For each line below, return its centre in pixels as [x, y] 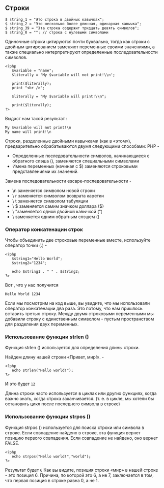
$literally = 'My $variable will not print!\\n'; [63, 75]
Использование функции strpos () [48, 417]
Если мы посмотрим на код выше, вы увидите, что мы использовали [78, 303]
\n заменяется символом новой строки [54, 190]
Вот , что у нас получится [32, 285]
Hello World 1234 [23, 294]
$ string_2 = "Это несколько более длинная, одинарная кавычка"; [73, 24]
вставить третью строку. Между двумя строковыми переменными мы [79, 314]
